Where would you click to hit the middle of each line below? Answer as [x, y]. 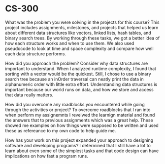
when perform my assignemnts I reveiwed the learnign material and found [80, 115]
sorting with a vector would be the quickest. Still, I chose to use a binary [78, 74]
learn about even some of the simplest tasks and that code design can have [82, 151]
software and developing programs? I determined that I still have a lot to [78, 145]
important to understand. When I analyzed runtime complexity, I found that [81, 68]
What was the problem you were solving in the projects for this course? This [82, 22]
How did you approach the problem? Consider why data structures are [77, 63]
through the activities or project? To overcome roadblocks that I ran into [78, 110]
